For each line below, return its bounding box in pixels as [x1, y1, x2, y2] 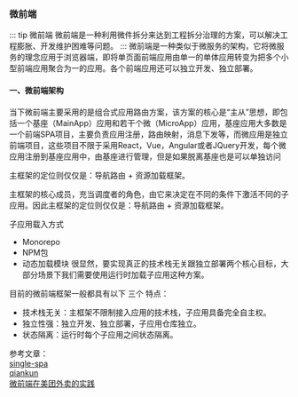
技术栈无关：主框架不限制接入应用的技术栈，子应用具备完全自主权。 [21, 306, 271, 317]
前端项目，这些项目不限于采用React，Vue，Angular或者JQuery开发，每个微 [9, 139, 286, 150]
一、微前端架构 [9, 84, 64, 95]
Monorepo [21, 236, 60, 247]
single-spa [9, 358, 49, 369]
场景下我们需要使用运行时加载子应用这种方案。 [37, 269, 209, 280]
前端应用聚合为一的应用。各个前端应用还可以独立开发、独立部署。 [16, 63, 258, 74]
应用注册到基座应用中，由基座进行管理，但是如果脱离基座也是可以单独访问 [9, 151, 281, 162]
